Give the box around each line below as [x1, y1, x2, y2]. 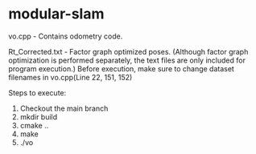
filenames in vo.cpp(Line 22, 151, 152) [8, 72, 133, 82]
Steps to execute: [8, 87, 67, 97]
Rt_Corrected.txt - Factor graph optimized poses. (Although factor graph [8, 47, 249, 56]
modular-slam [8, 5, 105, 23]
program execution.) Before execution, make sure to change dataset [8, 63, 235, 73]
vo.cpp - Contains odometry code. [8, 31, 123, 41]
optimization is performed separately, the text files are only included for [8, 55, 246, 65]
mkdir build [19, 111, 58, 121]
